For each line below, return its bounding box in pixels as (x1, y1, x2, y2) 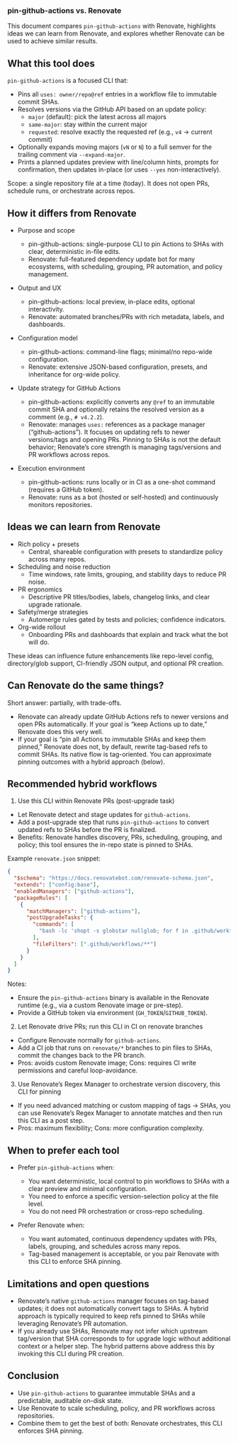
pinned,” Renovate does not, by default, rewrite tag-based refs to (17, 742, 208, 750)
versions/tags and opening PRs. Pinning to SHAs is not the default (28, 435, 221, 443)
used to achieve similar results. (7, 37, 98, 45)
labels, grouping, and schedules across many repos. (28, 1242, 181, 1250)
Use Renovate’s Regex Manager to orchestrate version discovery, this (17, 1080, 221, 1089)
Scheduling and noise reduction (17, 562, 111, 571)
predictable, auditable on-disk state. (17, 1396, 124, 1404)
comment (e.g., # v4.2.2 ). (28, 412, 104, 421)
